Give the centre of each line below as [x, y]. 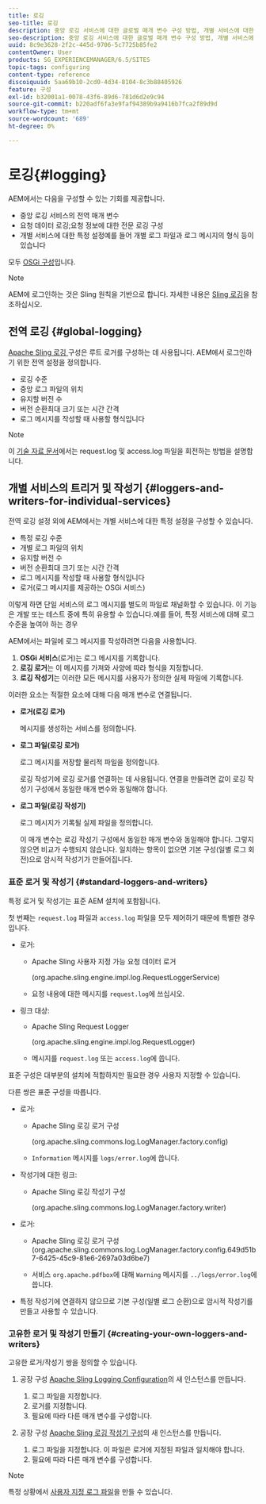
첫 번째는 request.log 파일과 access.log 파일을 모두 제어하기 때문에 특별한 [125, 917]
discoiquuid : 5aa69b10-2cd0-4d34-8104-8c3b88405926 [95, 82]
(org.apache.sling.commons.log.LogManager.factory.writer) [129, 1207]
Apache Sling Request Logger [80, 1026]
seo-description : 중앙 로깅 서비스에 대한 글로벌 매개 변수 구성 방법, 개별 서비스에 [131, 38]
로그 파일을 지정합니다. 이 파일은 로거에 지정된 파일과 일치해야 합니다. [138, 1449]
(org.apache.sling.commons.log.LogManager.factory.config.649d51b [144, 1249]
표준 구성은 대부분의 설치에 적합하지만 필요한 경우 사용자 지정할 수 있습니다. [124, 1075]
